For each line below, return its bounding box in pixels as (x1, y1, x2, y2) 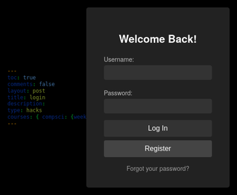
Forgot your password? (126, 163, 190, 173)
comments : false (7, 81, 55, 88)
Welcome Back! (119, 30, 197, 47)
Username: (103, 54, 135, 64)
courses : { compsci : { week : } (7, 114, 109, 121)
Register (144, 144, 171, 153)
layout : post (7, 87, 46, 94)
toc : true (7, 73, 37, 81)
